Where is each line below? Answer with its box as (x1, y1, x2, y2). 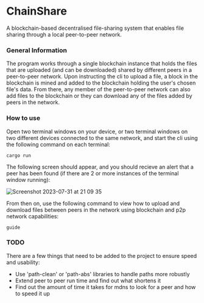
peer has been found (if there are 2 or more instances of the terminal (6, 169, 179, 177)
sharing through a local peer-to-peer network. (6, 30, 122, 38)
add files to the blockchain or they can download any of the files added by (6, 92, 193, 100)
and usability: (6, 259, 40, 266)
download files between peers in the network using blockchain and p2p (6, 206, 186, 214)
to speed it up (15, 290, 51, 297)
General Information (6, 46, 68, 54)
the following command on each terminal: (6, 141, 111, 148)
